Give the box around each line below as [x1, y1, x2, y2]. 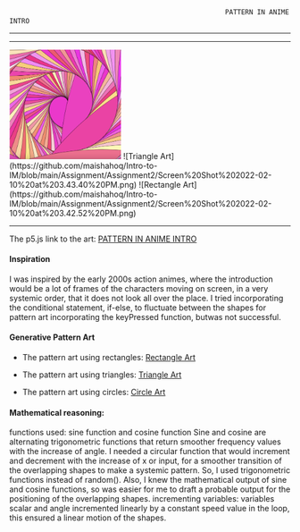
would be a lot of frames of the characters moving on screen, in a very [9, 283, 269, 293]
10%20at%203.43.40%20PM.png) [9, 179, 137, 190]
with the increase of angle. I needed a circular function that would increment [9, 446, 290, 457]
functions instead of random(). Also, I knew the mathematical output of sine [9, 475, 287, 486]
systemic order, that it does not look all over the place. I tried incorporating [9, 292, 284, 303]
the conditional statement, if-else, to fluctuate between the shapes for [9, 302, 266, 313]
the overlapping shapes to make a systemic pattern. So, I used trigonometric [9, 465, 291, 476]
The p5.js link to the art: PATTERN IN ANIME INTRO [9, 233, 197, 244]
